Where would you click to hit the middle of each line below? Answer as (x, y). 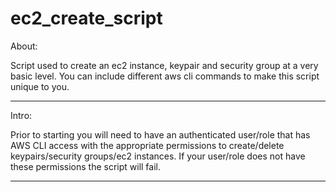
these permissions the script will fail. (85, 166)
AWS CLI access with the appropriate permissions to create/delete (147, 145)
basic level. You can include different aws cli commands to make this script (165, 76)
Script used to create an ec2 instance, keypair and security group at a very (164, 65)
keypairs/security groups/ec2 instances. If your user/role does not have (158, 156)
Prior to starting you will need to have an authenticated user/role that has (160, 134)
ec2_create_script (86, 18)
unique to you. (40, 86)
